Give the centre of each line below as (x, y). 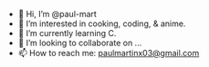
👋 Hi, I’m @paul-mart (57, 14)
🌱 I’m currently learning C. (67, 33)
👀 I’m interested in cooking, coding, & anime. (102, 24)
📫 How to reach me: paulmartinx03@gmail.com (109, 53)
